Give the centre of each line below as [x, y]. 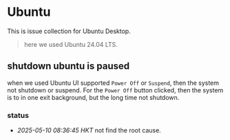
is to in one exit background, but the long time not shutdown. [93, 97]
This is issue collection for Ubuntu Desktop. [69, 31]
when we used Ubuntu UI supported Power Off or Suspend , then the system [113, 83]
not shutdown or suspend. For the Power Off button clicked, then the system [115, 90]
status [18, 115]
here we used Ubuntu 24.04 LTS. [71, 44]
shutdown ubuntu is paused [68, 66]
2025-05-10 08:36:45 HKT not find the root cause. [89, 130]
